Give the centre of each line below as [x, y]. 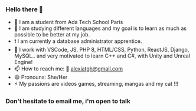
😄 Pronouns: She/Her [41, 77]
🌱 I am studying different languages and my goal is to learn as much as [100, 28]
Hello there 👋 [24, 9]
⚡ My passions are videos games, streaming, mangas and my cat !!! [96, 84]
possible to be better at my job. [52, 35]
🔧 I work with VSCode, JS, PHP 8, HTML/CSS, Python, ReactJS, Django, [102, 50]
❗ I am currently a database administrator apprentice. [78, 41]
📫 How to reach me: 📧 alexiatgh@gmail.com [68, 69]
